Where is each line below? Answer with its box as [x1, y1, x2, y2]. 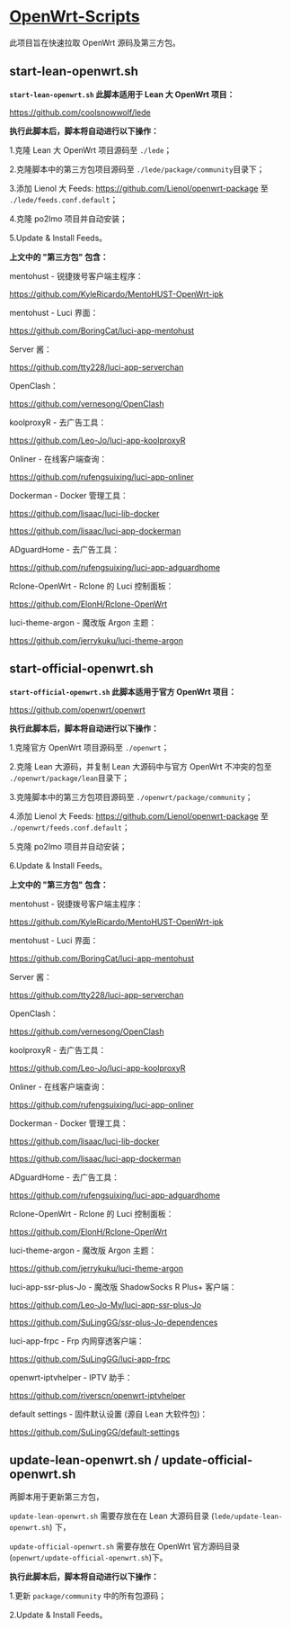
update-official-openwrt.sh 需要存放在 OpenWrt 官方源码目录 [9, 1541, 241, 1552]
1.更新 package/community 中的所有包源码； [9, 1590, 167, 1601]
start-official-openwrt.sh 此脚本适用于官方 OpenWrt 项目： [9, 686, 237, 697]
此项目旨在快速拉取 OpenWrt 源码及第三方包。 [9, 37, 181, 48]
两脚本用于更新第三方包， [9, 1491, 104, 1502]
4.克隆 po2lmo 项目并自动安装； [9, 213, 128, 224]
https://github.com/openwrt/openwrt [9, 704, 145, 715]
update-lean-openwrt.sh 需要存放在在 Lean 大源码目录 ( [9, 1510, 215, 1522]
